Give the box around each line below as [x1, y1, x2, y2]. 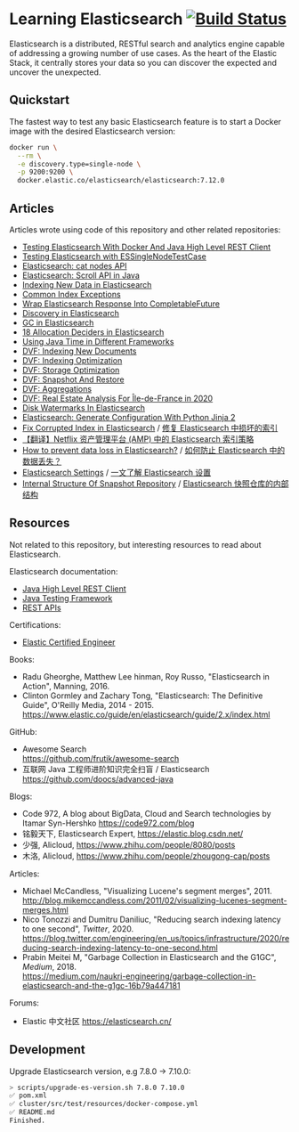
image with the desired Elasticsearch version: [9, 126, 176, 136]
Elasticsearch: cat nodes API [21, 260, 127, 271]
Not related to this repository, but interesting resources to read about [9, 539, 262, 550]
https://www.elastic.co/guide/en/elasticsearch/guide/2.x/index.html [21, 709, 271, 720]
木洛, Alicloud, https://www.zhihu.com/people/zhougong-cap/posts [21, 851, 271, 861]
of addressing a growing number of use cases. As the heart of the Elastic [9, 47, 278, 58]
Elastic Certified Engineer [21, 637, 116, 647]
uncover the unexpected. [9, 67, 101, 77]
